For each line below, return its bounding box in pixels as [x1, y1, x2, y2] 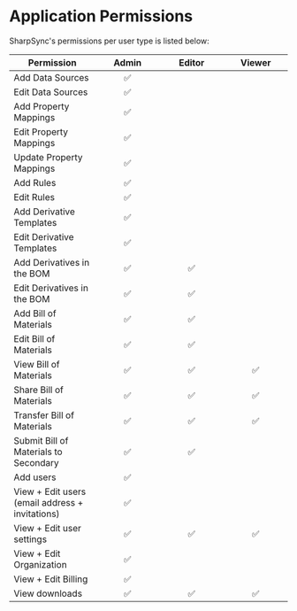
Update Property [13, 151, 83, 163]
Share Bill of [13, 383, 64, 396]
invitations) [13, 507, 60, 520]
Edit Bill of [13, 332, 56, 344]
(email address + [13, 496, 84, 508]
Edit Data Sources [13, 86, 88, 98]
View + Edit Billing [13, 573, 88, 585]
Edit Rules [13, 190, 56, 203]
